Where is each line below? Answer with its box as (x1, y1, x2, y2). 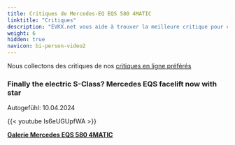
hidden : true (7, 36, 45, 43)
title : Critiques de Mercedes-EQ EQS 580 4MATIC (7, 10, 152, 17)
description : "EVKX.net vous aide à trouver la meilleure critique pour (7, 23, 224, 30)
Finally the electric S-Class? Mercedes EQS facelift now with (7, 79, 218, 89)
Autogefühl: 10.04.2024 (7, 104, 76, 112)
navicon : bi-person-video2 (7, 43, 86, 49)
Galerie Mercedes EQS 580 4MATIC (7, 130, 113, 139)
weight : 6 (7, 29, 36, 37)
